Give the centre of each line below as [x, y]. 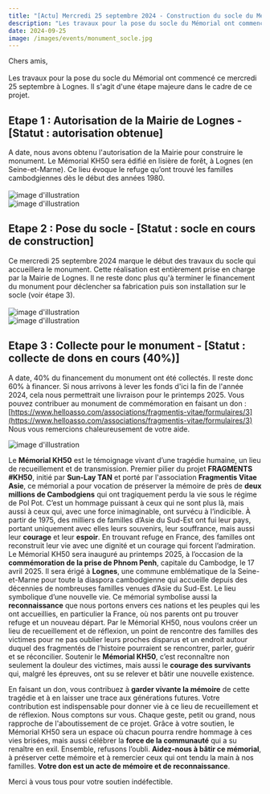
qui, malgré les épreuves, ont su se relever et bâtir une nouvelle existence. [131, 673]
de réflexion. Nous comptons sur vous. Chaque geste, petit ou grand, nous [132, 714]
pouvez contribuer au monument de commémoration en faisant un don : [127, 403]
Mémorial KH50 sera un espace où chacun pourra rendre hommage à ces [130, 731]
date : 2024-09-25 [37, 31]
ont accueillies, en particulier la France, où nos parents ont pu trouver [123, 614]
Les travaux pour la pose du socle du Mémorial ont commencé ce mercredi [133, 78]
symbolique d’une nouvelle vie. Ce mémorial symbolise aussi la [113, 596]
